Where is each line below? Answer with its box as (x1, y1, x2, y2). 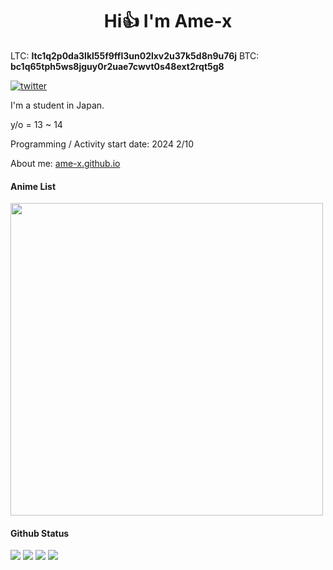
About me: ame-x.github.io (10, 157, 121, 169)
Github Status (10, 527, 70, 539)
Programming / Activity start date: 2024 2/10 (10, 138, 195, 150)
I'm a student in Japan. (10, 99, 105, 111)
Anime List (10, 180, 57, 192)
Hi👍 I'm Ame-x (103, 10, 233, 33)
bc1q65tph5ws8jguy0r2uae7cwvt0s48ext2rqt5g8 (10, 60, 225, 72)
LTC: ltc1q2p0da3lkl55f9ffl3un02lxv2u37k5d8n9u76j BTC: (10, 49, 260, 62)
